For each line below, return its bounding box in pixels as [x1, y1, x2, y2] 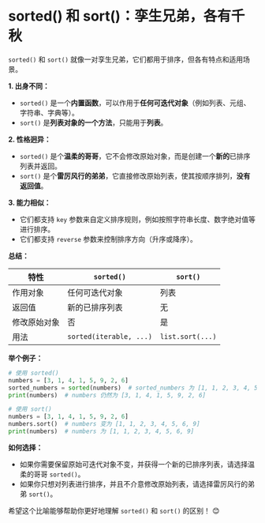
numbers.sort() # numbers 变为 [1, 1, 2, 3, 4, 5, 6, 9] [8, 420, 200, 428]
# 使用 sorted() [8, 369, 59, 377]
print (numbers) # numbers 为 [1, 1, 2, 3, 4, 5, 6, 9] [8, 427, 195, 435]
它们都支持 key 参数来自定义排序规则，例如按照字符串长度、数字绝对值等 [19, 214, 256, 224]
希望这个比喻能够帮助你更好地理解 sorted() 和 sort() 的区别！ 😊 [8, 506, 220, 515]
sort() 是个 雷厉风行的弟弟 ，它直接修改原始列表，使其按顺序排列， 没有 [19, 171, 251, 180]
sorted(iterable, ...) [67, 332, 152, 341]
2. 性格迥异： [8, 134, 51, 144]
